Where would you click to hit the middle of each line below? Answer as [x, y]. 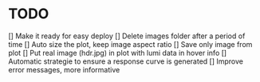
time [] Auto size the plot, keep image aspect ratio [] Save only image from [130, 44]
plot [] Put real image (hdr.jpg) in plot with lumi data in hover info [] [118, 53]
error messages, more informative [64, 69]
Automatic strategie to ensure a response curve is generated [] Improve [126, 61]
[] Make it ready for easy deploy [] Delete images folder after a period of [127, 36]
